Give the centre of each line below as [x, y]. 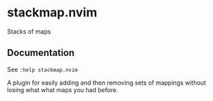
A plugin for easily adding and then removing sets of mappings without [106, 83]
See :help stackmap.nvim [43, 69]
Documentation [41, 53]
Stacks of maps [29, 31]
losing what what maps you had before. [62, 89]
